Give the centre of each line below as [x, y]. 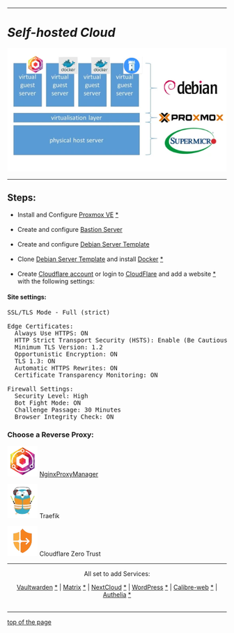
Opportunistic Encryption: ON [66, 354]
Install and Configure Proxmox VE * [68, 214]
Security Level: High [51, 396]
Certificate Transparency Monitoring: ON [86, 375]
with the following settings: [56, 281]
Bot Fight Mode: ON [48, 403]
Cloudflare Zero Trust [70, 554]
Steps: [22, 198]
